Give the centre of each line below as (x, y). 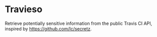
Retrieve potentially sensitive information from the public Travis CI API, (78, 23)
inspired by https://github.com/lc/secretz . (48, 28)
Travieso (24, 9)
